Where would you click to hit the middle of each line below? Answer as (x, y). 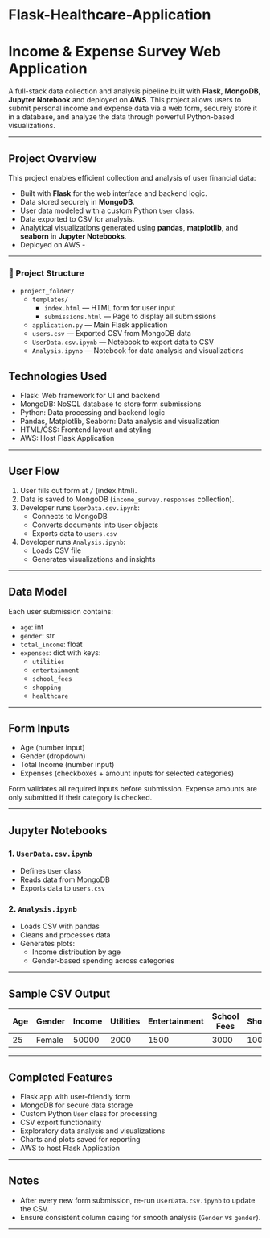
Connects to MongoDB (70, 516)
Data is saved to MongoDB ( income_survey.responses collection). (127, 499)
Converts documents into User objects (95, 525)
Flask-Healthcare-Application (110, 15)
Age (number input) (53, 748)
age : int (32, 627)
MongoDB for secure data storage (76, 1105)
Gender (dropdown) (53, 756)
